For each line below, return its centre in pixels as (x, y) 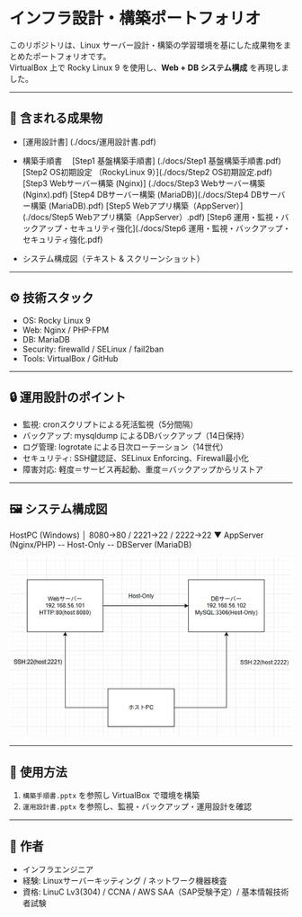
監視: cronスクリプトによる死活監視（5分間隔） (110, 424)
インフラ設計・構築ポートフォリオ (135, 18)
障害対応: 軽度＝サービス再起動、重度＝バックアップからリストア (142, 469)
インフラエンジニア (58, 869)
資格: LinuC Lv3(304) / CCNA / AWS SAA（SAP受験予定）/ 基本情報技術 (155, 892)
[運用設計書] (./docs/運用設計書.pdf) (89, 141)
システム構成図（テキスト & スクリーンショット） (113, 258)
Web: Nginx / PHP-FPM (66, 330)
